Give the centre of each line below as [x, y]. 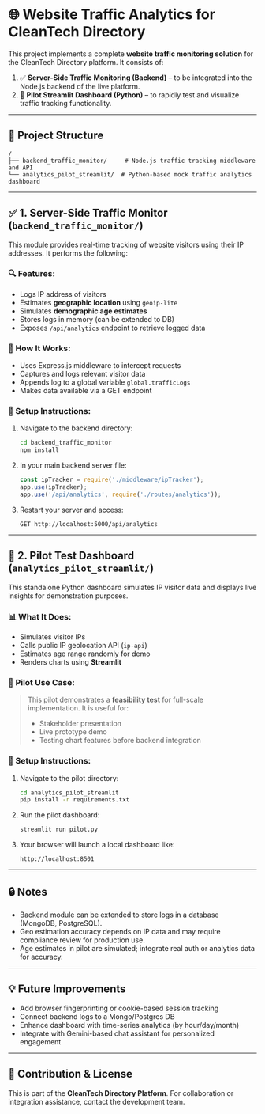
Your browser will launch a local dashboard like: [97, 845]
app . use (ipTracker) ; [53, 487]
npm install [39, 450]
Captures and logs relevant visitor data [82, 374]
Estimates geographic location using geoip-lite [99, 302]
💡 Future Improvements [67, 989]
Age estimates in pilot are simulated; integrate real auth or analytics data [137, 948]
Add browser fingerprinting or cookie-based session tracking [119, 1008]
